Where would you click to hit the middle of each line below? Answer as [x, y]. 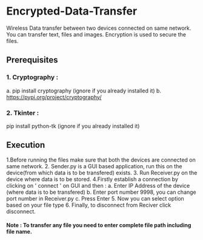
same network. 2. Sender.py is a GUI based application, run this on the [94, 166]
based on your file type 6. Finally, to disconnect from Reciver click [89, 205]
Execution [26, 145]
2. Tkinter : [23, 112]
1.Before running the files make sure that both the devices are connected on [101, 160]
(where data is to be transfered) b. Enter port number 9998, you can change [101, 192]
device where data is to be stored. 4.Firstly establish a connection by [92, 179]
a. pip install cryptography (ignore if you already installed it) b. [84, 91]
